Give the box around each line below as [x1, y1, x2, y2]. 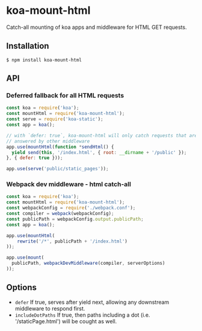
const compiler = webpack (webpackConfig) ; [6, 211, 114, 217]
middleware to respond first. [14, 305, 85, 312]
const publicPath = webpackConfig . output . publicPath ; [6, 216, 144, 222]
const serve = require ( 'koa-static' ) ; [6, 116, 103, 122]
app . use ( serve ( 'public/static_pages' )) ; [6, 166, 109, 172]
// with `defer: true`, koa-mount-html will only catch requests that [6, 132, 187, 138]
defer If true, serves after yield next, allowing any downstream [14, 299, 170, 306]
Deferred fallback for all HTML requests [6, 91, 124, 100]
